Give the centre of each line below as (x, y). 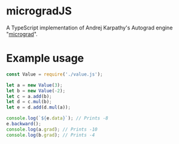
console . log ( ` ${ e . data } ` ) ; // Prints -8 (57, 118)
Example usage (45, 58)
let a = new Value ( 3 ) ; (34, 85)
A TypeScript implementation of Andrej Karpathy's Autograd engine (89, 28)
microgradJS (39, 11)
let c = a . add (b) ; (29, 96)
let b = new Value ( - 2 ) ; (36, 91)
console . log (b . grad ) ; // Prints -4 (51, 135)
